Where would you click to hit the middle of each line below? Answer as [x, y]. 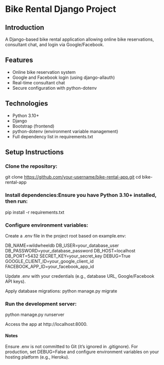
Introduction [25, 28]
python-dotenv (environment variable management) [65, 131]
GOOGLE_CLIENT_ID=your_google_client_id [50, 261]
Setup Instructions [34, 152]
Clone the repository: [31, 166]
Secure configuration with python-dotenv [55, 88]
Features [19, 60]
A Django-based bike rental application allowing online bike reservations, [80, 39]
